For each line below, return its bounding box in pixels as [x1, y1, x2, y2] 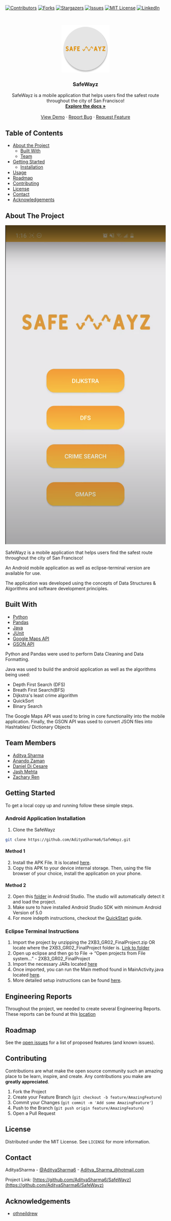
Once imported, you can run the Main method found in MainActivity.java [12, 966, 164, 972]
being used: [5, 671, 31, 677]
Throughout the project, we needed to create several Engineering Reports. [5, 1006, 161, 1012]
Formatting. [5, 656, 30, 662]
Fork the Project [12, 1088, 47, 1094]
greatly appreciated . [5, 1079, 49, 1085]
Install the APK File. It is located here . [12, 859, 91, 865]
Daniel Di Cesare [12, 763, 48, 769]
